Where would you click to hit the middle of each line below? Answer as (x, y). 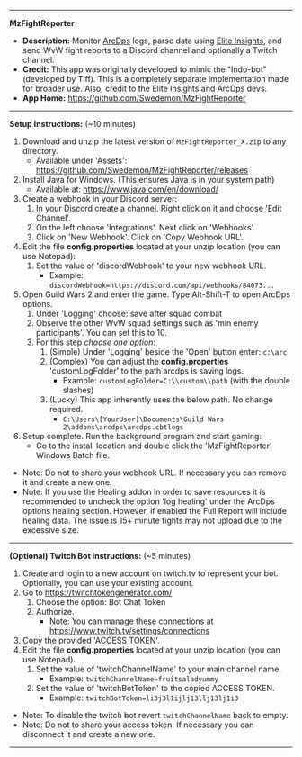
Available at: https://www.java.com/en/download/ (127, 189)
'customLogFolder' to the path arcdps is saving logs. (147, 371)
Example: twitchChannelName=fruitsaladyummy (133, 679)
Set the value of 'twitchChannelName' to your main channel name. (158, 669)
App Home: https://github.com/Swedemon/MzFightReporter (134, 98)
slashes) (78, 390)
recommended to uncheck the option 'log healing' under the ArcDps (149, 501)
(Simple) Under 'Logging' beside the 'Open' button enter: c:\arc (168, 351)
